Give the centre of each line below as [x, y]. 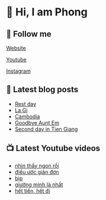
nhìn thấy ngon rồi [37, 166]
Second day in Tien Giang [46, 129]
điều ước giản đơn [37, 172]
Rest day [25, 104]
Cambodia [27, 116]
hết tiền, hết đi [32, 191]
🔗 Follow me [29, 34]
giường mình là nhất [39, 184]
